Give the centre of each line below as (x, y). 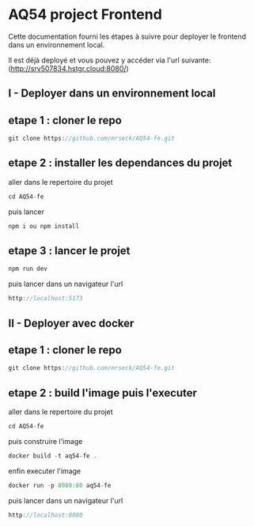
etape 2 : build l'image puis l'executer (103, 393)
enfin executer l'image (45, 471)
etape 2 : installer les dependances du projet (120, 163)
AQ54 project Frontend (85, 15)
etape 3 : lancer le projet (69, 250)
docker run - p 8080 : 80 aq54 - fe (60, 485)
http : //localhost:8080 (45, 515)
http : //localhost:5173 (45, 299)
